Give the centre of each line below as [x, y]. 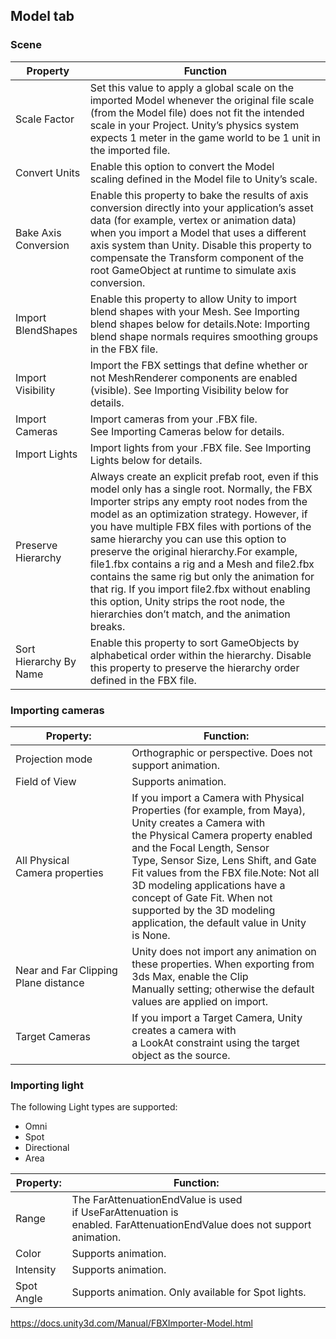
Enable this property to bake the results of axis [199, 195]
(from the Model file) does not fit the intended [197, 112]
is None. [151, 935]
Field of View [46, 781]
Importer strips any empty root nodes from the [198, 501]
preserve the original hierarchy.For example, [193, 551]
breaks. [107, 626]
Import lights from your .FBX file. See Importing [200, 447]
